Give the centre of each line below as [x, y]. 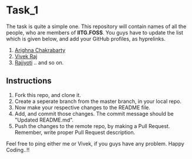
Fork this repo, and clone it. [48, 95]
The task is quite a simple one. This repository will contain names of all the [96, 26]
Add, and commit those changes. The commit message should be [94, 113]
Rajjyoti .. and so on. [39, 63]
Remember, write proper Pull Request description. [75, 132]
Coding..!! [18, 150]
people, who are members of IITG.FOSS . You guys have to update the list [95, 32]
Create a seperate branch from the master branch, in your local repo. [98, 101]
